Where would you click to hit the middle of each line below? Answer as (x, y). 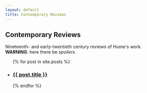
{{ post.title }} (30, 74)
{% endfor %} (27, 85)
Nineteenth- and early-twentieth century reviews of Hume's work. (73, 47)
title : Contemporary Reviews (36, 14)
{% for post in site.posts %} (41, 62)
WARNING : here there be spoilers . (41, 52)
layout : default (22, 10)
